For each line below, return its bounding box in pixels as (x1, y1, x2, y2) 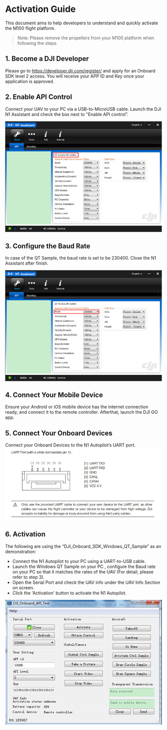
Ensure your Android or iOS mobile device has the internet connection (5, 404, 149, 410)
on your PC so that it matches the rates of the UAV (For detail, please (12, 568, 154, 575)
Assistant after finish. (5, 260, 49, 266)
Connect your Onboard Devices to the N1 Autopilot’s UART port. (5, 442, 136, 448)
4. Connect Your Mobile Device (5, 390, 103, 399)
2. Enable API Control (5, 93, 72, 101)
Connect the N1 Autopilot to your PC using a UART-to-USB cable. (12, 558, 146, 564)
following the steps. (17, 40, 58, 46)
